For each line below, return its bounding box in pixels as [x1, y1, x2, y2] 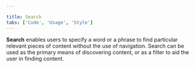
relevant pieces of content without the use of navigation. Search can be [6, 42, 184, 50]
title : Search [6, 14, 42, 20]
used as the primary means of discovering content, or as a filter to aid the [6, 48, 189, 55]
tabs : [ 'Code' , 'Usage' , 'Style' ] [6, 19, 94, 26]
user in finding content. [6, 55, 65, 62]
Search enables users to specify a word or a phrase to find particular [6, 36, 178, 43]
